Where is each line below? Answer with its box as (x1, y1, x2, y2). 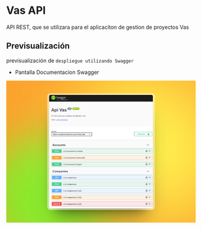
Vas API (6, 4, 46, 17)
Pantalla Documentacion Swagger (14, 69, 99, 76)
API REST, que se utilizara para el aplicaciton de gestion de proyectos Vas (6, 23, 189, 31)
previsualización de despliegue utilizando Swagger (6, 56, 134, 64)
